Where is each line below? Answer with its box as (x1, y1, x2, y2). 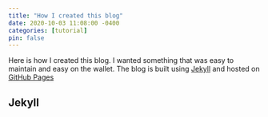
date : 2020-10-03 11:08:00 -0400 (8, 19, 120, 27)
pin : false (8, 33, 45, 42)
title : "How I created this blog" (8, 11, 124, 20)
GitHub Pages (8, 72, 54, 82)
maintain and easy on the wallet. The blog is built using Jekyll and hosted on (8, 64, 260, 74)
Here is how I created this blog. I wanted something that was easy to (8, 56, 234, 65)
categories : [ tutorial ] (8, 26, 88, 34)
